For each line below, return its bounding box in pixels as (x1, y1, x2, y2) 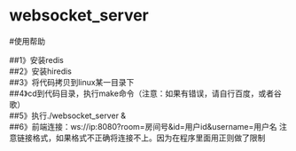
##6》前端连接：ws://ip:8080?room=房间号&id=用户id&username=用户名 (9, 121, 277, 131)
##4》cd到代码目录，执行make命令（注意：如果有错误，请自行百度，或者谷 (9, 88, 282, 99)
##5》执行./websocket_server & (9, 110, 127, 121)
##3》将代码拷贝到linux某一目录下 (9, 76, 135, 87)
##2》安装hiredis (9, 66, 73, 76)
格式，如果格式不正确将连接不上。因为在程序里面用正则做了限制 (32, 132, 266, 143)
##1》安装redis (9, 54, 64, 65)
